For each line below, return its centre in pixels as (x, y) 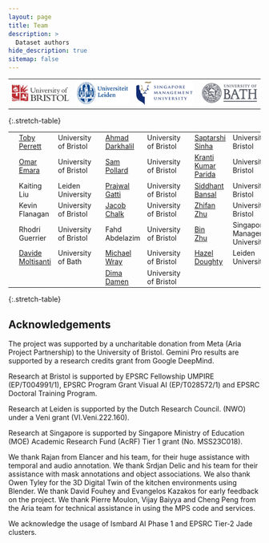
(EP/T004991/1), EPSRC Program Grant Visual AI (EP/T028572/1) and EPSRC (134, 384)
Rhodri (30, 229)
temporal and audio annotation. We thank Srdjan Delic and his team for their (133, 465)
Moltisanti (35, 261)
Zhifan (205, 205)
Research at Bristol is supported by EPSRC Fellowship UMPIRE (111, 376)
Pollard (117, 170)
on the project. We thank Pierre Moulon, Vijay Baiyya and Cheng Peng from (132, 499)
